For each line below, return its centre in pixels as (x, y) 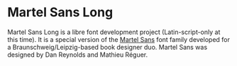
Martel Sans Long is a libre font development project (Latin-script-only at (114, 32)
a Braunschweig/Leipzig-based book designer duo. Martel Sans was (108, 47)
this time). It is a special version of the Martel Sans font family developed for (119, 39)
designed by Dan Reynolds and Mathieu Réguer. (78, 55)
